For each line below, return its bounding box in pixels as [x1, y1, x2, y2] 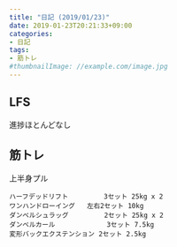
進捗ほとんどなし [9, 119, 72, 130]
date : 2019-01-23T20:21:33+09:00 [9, 21, 133, 30]
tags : [9, 46, 29, 55]
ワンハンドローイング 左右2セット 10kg [9, 201, 144, 210]
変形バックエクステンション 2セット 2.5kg [9, 229, 147, 238]
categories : [9, 29, 53, 38]
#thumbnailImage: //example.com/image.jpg [9, 63, 168, 71]
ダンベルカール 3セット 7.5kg [9, 220, 155, 229]
